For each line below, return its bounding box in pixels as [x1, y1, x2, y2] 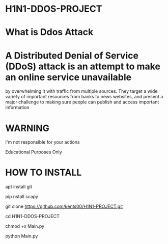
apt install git [5, 184, 32, 190]
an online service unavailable [5, 71, 131, 83]
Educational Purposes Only [5, 149, 62, 155]
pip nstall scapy [5, 194, 38, 200]
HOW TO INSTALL [5, 167, 82, 178]
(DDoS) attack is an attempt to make [5, 61, 160, 72]
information [5, 104, 30, 111]
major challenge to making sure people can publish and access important [5, 99, 159, 105]
